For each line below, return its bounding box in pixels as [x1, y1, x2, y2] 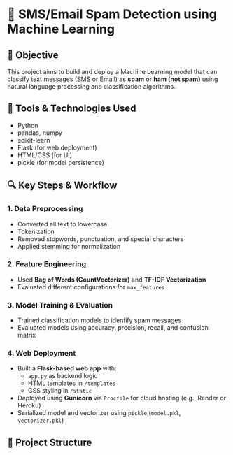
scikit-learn [17, 136, 50, 144]
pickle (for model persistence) [17, 158, 105, 166]
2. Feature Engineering [7, 259, 86, 269]
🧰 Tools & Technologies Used [7, 103, 136, 115]
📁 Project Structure [7, 436, 92, 448]
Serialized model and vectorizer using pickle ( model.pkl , [17, 409, 181, 417]
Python [17, 121, 38, 129]
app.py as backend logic [27, 372, 98, 380]
